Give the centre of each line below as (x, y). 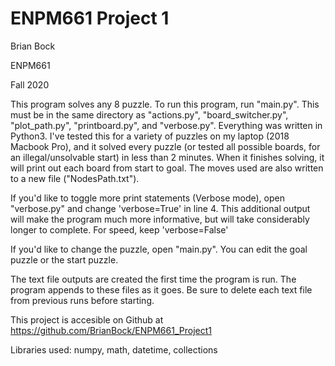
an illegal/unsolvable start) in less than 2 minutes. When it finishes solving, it (167, 157)
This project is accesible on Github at (87, 319)
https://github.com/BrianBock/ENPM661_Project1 (111, 330)
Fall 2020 (30, 84)
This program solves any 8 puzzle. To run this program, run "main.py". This (165, 104)
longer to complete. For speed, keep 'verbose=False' (119, 229)
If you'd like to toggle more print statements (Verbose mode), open (147, 198)
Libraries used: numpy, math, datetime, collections (114, 349)
